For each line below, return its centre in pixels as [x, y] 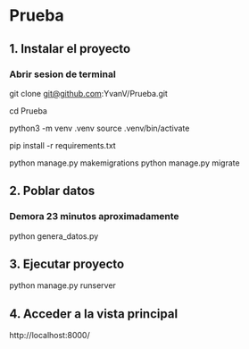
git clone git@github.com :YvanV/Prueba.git [88, 93]
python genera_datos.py [54, 236]
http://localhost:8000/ [50, 336]
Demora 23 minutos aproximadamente [95, 217]
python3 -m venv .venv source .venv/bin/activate [100, 128]
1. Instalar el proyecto [70, 49]
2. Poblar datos [52, 191]
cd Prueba [28, 111]
